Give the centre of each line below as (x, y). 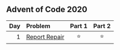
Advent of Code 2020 (47, 10)
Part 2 (102, 26)
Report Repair (46, 37)
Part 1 (79, 26)
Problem (38, 26)
